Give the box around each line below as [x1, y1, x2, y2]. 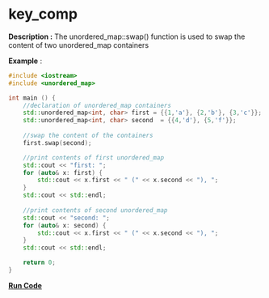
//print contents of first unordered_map [23, 153, 164, 162]
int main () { [8, 94, 57, 102]
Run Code [8, 280, 43, 290]
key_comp [8, 5, 78, 23]
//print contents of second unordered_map [23, 206, 168, 215]
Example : [8, 56, 43, 66]
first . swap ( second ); [23, 138, 92, 147]
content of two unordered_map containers [8, 40, 149, 49]
